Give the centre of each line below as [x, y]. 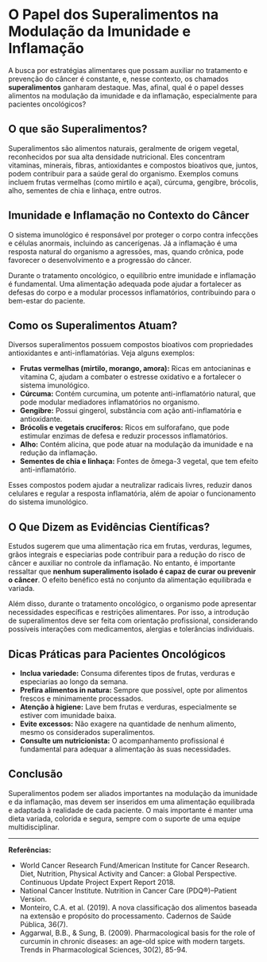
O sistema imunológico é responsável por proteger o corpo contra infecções [133, 234]
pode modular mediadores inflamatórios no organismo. [110, 402]
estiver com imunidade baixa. [68, 715]
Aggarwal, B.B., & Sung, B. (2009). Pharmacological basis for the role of [137, 933]
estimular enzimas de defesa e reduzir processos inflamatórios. [124, 436]
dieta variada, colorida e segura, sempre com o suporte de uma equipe [124, 818]
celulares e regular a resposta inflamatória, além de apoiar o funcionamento [132, 493]
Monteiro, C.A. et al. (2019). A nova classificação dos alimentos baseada [138, 907]
